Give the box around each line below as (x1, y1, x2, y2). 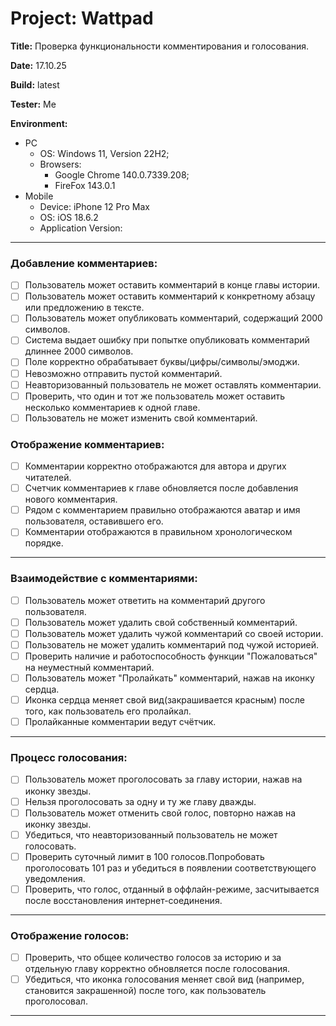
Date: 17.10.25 (10, 59, 67, 71)
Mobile (24, 190, 54, 202)
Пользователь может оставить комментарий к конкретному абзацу (24, 290, 316, 302)
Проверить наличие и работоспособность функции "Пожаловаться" (24, 650, 318, 662)
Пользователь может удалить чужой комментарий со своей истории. (24, 627, 324, 639)
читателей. (24, 472, 72, 484)
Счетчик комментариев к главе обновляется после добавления (24, 482, 299, 494)
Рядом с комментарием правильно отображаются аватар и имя (24, 504, 301, 516)
